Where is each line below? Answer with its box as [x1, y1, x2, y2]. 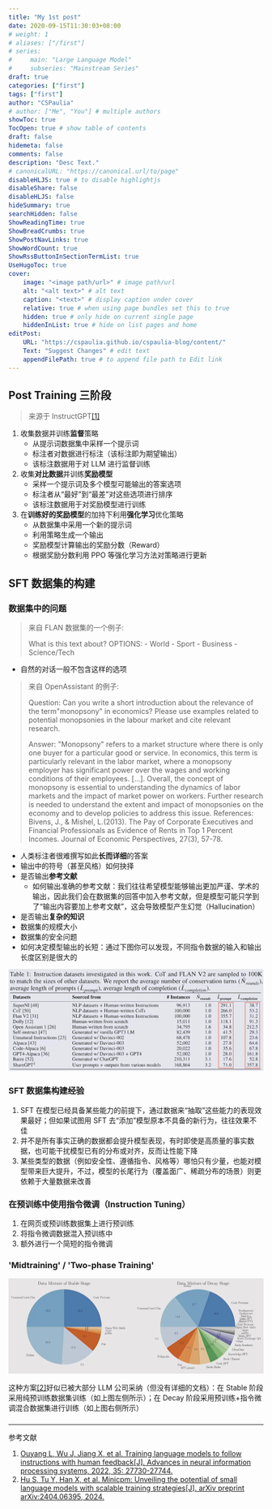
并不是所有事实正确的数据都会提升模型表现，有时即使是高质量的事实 [19, 1136, 248, 1146]
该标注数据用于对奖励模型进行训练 [32, 500, 147, 509]
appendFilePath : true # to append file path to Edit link [23, 355, 223, 363]
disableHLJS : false [8, 193, 74, 201]
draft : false [8, 133, 53, 141]
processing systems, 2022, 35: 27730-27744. [19, 1465, 173, 1476]
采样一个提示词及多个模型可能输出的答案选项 [32, 479, 182, 489]
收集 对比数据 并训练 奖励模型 [19, 469, 113, 479]
